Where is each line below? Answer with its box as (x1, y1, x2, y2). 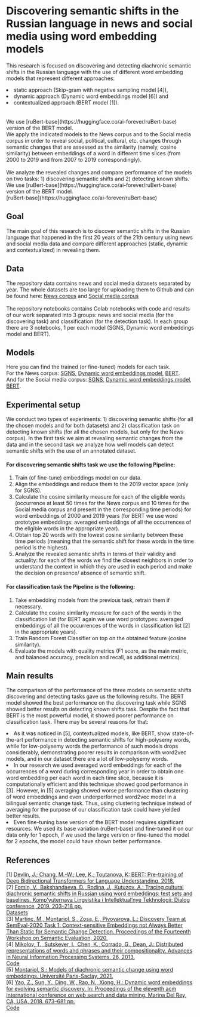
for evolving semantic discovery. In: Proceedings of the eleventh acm (6, 985, 177, 993)
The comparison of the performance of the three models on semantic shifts (6, 687, 192, 694)
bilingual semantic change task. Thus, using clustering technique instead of (6, 800, 192, 807)
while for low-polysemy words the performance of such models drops (6, 742, 179, 750)
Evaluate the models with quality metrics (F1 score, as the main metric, (14, 647, 189, 655)
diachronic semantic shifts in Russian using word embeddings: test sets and (6, 890, 193, 897)
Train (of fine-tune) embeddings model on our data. (14, 474, 142, 481)
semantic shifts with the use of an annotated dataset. (6, 447, 137, 454)
